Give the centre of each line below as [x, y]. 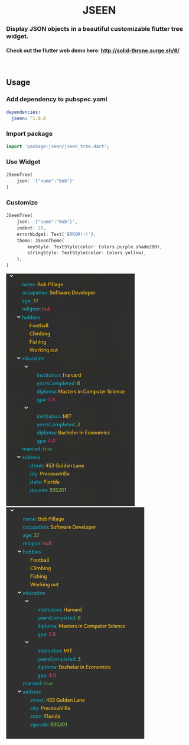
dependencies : [24, 112]
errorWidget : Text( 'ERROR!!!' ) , [56, 234]
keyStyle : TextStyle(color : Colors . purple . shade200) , [95, 247]
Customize [22, 202]
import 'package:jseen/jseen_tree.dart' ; [58, 147]
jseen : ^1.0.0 [29, 118]
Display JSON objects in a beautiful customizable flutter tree [94, 29]
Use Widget [23, 162]
